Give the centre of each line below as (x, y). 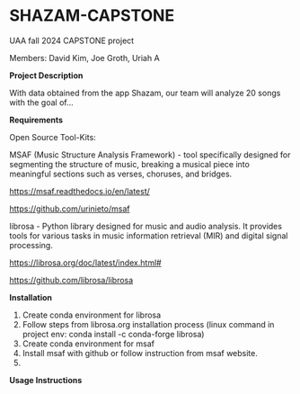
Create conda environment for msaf (88, 344)
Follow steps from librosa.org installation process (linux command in (148, 324)
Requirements (36, 120)
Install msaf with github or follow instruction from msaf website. (140, 353)
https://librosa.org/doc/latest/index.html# (85, 263)
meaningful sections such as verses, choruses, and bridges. (121, 174)
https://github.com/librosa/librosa (71, 280)
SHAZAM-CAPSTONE (92, 16)
